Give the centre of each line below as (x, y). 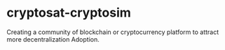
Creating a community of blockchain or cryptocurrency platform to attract (113, 32)
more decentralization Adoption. (53, 39)
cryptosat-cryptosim (69, 13)
